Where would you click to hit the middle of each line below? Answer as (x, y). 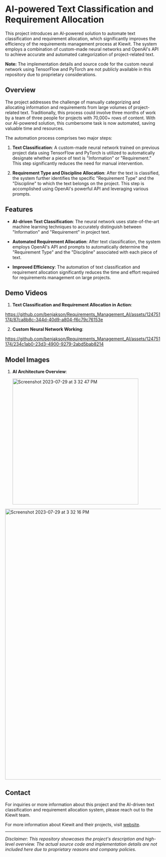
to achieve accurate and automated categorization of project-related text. (80, 54)
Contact (18, 792)
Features (19, 210)
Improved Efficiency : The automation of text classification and (76, 267)
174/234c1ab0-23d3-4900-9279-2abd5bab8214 (54, 344)
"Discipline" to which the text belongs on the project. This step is (78, 183)
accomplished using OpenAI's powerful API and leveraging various (80, 189)
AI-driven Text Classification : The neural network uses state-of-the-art (86, 221)
